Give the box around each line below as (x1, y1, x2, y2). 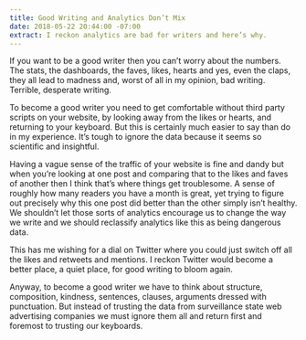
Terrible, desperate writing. (9, 84, 112, 96)
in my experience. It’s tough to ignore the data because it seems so (9, 132, 262, 143)
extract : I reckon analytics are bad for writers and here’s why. (9, 30, 268, 39)
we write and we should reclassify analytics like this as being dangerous (9, 217, 281, 228)
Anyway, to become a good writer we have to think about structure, (9, 282, 263, 292)
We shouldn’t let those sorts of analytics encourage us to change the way (9, 207, 287, 218)
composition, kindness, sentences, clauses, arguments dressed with (9, 292, 267, 303)
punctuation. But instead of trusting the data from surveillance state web (9, 301, 282, 312)
